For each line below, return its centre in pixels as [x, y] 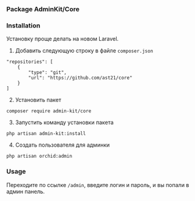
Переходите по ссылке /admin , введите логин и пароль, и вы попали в [98, 185]
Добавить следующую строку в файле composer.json [84, 51]
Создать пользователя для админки [62, 145]
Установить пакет [38, 100]
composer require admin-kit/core [49, 111]
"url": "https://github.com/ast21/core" [80, 78]
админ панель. [26, 191]
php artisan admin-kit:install [46, 134]
